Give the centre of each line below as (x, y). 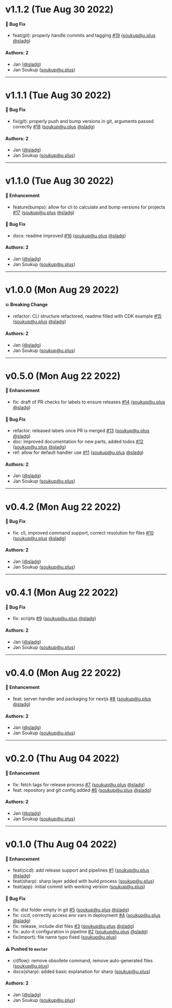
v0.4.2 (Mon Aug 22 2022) (63, 507)
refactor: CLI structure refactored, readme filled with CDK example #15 (87, 316)
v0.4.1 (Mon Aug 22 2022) (62, 593)
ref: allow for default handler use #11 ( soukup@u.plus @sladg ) (78, 453)
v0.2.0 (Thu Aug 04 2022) (62, 759)
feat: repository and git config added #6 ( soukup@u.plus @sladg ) (82, 790)
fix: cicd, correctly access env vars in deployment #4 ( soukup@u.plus (87, 915)
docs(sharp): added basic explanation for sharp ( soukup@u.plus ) (81, 971)
